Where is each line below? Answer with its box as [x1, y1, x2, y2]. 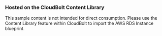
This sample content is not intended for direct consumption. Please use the [5, 15, 158, 21]
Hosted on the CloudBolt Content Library [5, 4, 105, 11]
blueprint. [5, 26, 25, 32]
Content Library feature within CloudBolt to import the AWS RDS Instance [5, 20, 154, 26]
